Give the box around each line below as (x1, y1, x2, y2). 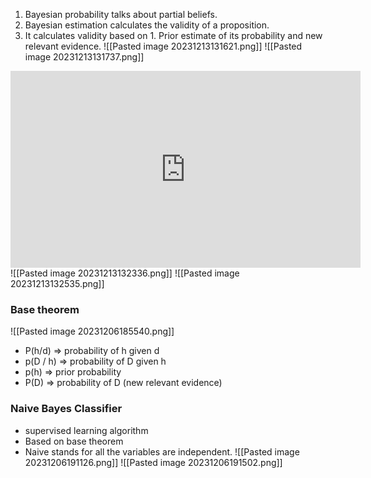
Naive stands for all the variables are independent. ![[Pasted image (24, 445, 300, 458)
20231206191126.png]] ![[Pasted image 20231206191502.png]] (24, 456, 283, 468)
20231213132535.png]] (10, 278, 105, 289)
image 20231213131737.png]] (24, 51, 145, 63)
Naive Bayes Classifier (10, 402, 123, 416)
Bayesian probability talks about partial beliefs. (24, 9, 218, 20)
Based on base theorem (24, 435, 124, 447)
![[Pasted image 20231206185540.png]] (10, 325, 175, 338)
